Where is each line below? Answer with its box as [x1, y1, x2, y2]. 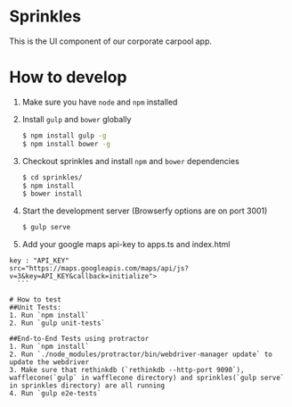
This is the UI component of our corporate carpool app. [9, 36, 212, 46]
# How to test [9, 295, 62, 304]
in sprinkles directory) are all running [9, 381, 166, 390]
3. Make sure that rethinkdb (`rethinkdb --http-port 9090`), [9, 366, 245, 375]
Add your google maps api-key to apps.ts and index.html [21, 239, 231, 250]
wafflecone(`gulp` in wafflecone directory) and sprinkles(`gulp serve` [9, 373, 285, 383]
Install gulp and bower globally [21, 113, 132, 124]
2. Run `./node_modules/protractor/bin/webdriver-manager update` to [9, 350, 273, 359]
